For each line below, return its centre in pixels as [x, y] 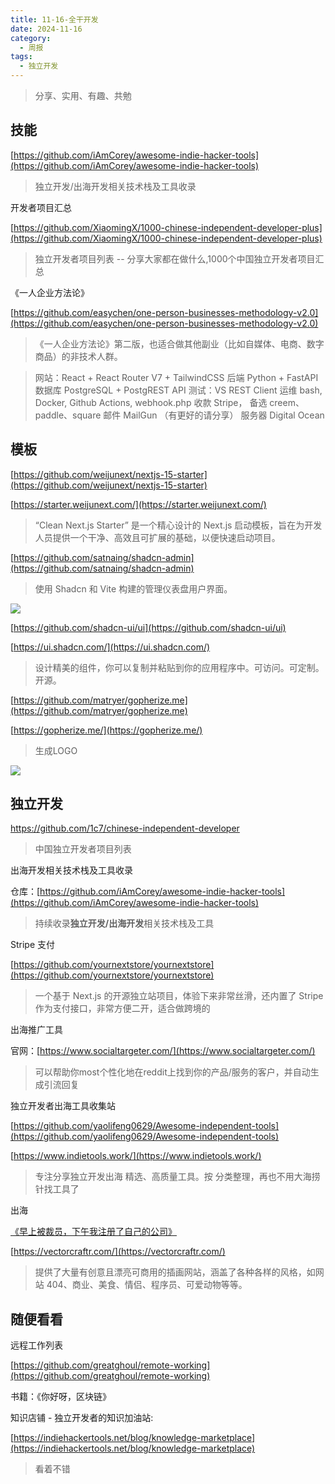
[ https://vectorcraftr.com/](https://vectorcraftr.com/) [118, 1252]
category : [31, 38]
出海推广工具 [36, 1030]
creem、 [287, 402]
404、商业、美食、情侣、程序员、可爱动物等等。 [147, 1285]
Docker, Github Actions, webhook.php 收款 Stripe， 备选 [151, 402]
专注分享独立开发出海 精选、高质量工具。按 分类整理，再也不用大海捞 [177, 1177]
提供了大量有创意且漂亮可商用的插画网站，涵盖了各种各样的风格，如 [175, 1272]
